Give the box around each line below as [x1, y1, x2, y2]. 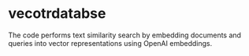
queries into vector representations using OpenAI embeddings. [8, 38, 213, 47]
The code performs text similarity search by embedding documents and [8, 30, 242, 40]
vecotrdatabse [8, 5, 106, 23]
